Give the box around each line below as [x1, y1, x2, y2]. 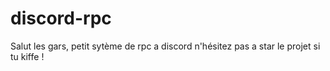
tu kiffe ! [10, 50, 45, 62]
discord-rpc [10, 7, 112, 30]
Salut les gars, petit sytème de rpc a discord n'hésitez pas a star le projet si [10, 40, 321, 52]
